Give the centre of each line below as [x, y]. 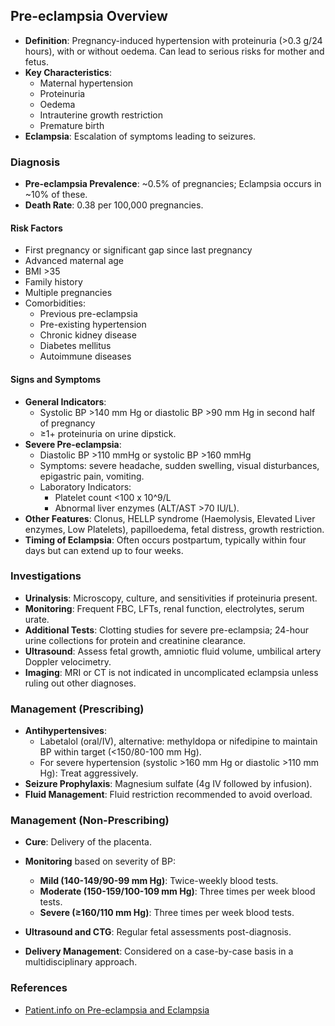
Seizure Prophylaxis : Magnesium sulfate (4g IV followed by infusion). [168, 784]
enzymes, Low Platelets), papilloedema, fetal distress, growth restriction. [174, 529]
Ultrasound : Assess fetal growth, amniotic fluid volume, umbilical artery [173, 651]
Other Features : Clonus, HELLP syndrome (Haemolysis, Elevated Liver [170, 518]
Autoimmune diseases [85, 356]
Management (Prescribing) [77, 709]
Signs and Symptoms [56, 379]
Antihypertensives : [65, 731]
